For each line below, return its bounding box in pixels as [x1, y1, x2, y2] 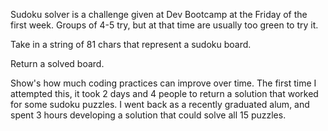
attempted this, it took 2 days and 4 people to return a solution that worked [10, 88, 319, 99]
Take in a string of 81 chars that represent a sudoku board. [10, 39, 252, 50]
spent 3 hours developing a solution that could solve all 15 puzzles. [10, 109, 287, 121]
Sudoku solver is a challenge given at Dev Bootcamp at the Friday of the [10, 9, 308, 20]
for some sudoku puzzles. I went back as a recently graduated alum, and [10, 99, 310, 110]
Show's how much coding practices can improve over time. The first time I [10, 77, 317, 89]
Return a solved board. [10, 58, 105, 69]
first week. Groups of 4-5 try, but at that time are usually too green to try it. [10, 19, 319, 31]
